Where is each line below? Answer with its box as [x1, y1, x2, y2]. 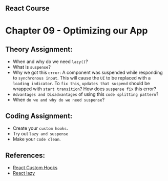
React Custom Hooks [12, 165, 58, 171]
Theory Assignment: [5, 45, 73, 53]
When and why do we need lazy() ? [12, 58, 88, 65]
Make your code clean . [12, 136, 61, 143]
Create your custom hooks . [12, 125, 68, 131]
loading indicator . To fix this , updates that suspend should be [12, 81, 150, 87]
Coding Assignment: [5, 111, 73, 120]
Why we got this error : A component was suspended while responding [12, 69, 163, 76]
